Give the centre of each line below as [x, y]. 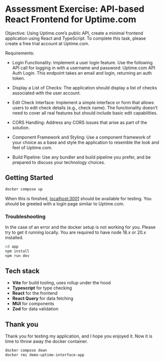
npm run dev [17, 256]
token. [19, 78]
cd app [12, 247]
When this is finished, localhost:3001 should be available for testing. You [78, 198]
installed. [14, 237]
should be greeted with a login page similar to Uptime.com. [65, 204]
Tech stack [22, 271]
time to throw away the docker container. [47, 341]
